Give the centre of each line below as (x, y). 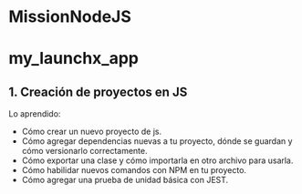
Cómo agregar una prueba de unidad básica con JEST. (125, 180)
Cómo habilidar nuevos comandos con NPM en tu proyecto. (134, 170)
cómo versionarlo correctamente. (84, 151)
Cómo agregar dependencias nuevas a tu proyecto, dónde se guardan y (157, 141)
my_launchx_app (73, 59)
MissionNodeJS (70, 17)
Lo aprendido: (35, 114)
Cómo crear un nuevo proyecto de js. (92, 132)
